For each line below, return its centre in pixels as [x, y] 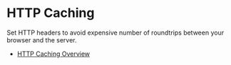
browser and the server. [42, 40]
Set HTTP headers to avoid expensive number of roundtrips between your [115, 32]
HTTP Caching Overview [53, 54]
